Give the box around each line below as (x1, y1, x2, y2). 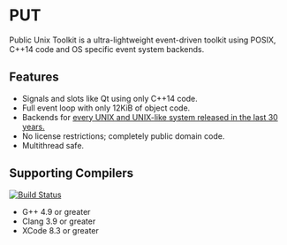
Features (9, 70, 59, 85)
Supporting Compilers (9, 165, 134, 181)
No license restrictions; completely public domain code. (21, 130, 225, 142)
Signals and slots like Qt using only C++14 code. (21, 93, 199, 103)
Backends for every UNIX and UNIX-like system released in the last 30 (21, 111, 278, 122)
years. (21, 121, 46, 132)
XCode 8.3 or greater (21, 225, 100, 235)
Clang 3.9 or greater (21, 216, 96, 226)
